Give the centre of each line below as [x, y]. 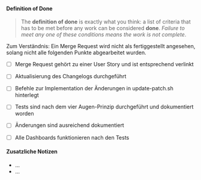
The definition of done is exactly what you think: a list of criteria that [106, 22]
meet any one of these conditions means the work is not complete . [103, 35]
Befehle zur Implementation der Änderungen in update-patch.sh [94, 88]
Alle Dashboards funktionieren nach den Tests [72, 137]
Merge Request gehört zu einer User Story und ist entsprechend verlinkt [104, 64]
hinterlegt [27, 95]
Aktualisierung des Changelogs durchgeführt [70, 76]
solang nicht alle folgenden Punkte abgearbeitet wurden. [76, 53]
